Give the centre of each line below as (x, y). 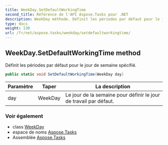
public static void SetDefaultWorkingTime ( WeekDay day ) (64, 74)
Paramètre (20, 86)
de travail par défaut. (89, 101)
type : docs (16, 24)
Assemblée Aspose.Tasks (39, 137)
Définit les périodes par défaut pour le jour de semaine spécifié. (71, 65)
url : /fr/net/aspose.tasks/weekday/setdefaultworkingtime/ (68, 33)
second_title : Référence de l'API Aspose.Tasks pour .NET (67, 14)
